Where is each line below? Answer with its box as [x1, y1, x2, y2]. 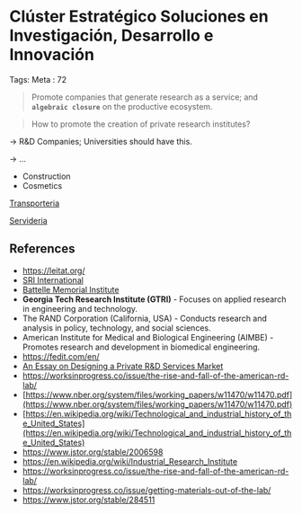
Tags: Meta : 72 [9, 74, 67, 84]
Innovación [9, 45, 94, 65]
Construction [22, 171, 71, 182]
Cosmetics [22, 180, 63, 191]
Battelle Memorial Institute [22, 284, 120, 295]
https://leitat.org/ [22, 265, 85, 276]
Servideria [9, 215, 48, 226]
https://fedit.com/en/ [22, 350, 101, 361]
